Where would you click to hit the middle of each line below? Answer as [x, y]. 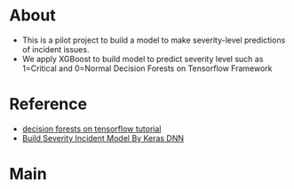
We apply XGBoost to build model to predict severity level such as [143, 59]
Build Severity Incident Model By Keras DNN [103, 138]
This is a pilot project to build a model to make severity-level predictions [154, 40]
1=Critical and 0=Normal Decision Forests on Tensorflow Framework [147, 68]
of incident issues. [56, 49]
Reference [48, 104]
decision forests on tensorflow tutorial [91, 129]
